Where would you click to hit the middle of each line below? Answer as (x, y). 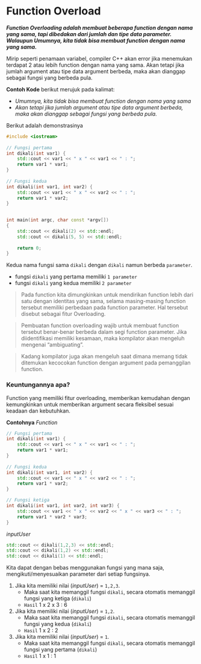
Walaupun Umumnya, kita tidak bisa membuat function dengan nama (96, 40)
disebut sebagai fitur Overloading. (63, 314)
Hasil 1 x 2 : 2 (41, 630)
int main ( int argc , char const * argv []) (58, 220)
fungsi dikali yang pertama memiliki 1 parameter (76, 277)
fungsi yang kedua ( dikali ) (58, 624)
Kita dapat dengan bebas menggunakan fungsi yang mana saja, (85, 568)
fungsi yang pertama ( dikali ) (60, 650)
